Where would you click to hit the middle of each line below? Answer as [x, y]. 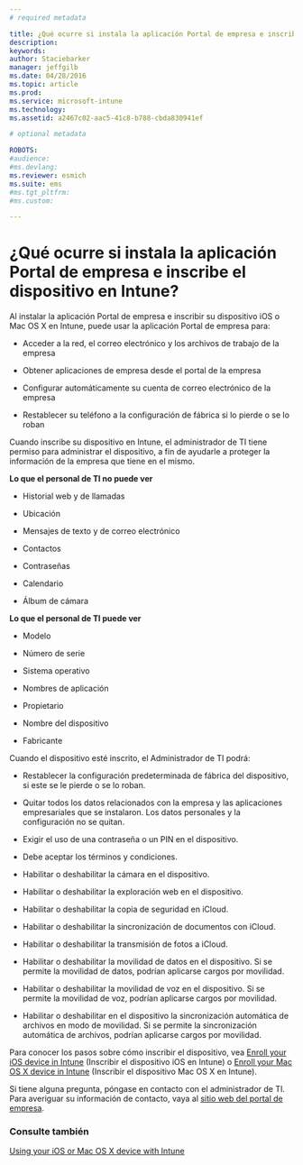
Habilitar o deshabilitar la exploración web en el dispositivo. [133, 892]
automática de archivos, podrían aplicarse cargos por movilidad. [142, 1035]
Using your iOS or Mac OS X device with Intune [97, 1151]
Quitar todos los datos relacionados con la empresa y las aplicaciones [152, 803]
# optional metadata [48, 134]
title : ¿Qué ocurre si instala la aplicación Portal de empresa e [137, 34]
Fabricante [42, 741]
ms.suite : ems [36, 184]
